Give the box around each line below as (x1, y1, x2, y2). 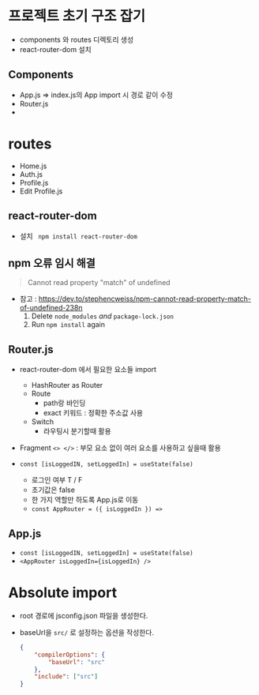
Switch (31, 417, 54, 426)
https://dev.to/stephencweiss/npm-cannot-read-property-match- (38, 294, 251, 304)
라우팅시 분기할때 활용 (43, 426, 112, 436)
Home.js (19, 161, 47, 171)
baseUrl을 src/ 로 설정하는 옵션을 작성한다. (19, 627, 155, 637)
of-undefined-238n (19, 303, 83, 313)
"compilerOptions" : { (34, 651, 105, 659)
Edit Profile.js (19, 186, 63, 196)
